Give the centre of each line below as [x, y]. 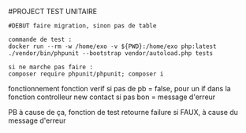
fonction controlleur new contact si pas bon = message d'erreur [112, 97]
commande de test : [40, 39]
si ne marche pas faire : [50, 67]
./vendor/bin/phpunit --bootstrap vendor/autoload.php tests [111, 54]
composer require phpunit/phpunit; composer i [86, 74]
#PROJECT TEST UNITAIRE [52, 11]
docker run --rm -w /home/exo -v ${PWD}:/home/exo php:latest [112, 46]
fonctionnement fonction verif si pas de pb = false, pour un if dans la [119, 89]
